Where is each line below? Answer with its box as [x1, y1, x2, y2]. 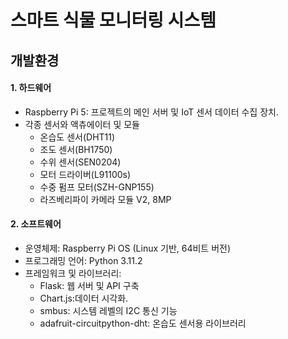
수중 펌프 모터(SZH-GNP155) [39, 181, 155, 193]
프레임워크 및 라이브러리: [24, 267, 122, 279]
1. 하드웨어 [10, 82, 52, 94]
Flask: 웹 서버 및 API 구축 [39, 279, 140, 291]
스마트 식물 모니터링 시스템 [10, 9, 217, 32]
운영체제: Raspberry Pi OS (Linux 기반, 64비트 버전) [24, 242, 232, 254]
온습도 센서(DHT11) [39, 131, 116, 143]
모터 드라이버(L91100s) [39, 168, 132, 180]
